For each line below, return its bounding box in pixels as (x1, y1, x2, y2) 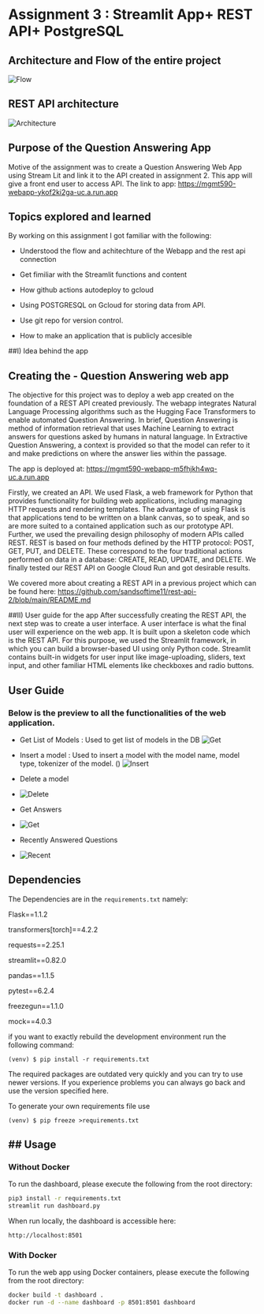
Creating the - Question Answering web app (8, 369, 229, 383)
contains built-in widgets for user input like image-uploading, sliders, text (8, 652, 246, 662)
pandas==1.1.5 (8, 970, 55, 980)
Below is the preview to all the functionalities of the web (8, 707, 226, 719)
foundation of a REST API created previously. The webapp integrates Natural (8, 398, 257, 408)
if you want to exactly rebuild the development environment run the (8, 1032, 227, 1041)
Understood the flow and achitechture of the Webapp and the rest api (19, 246, 246, 256)
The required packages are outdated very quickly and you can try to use (8, 1069, 244, 1078)
